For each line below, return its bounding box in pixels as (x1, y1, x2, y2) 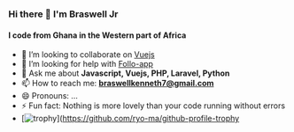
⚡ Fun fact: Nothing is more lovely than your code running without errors (20, 100, 285, 111)
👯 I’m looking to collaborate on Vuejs (20, 49, 156, 60)
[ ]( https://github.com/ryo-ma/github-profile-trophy (20, 114, 240, 124)
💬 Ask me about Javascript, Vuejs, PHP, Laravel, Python (20, 68, 230, 78)
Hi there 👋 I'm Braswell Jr (8, 8, 119, 20)
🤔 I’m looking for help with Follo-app (20, 59, 154, 70)
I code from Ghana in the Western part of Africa (8, 30, 187, 40)
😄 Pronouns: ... (20, 91, 79, 101)
